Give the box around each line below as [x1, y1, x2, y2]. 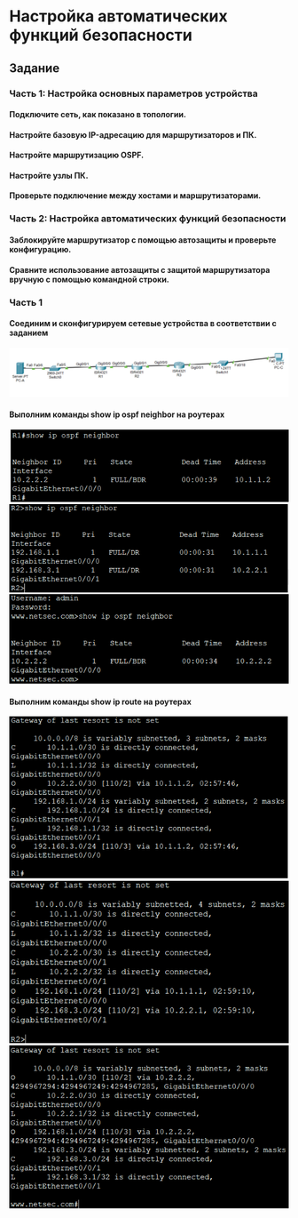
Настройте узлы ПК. [9, 170, 89, 180]
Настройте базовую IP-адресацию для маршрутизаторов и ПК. [9, 129, 257, 140]
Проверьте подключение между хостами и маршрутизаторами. [9, 190, 262, 201]
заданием [9, 327, 49, 339]
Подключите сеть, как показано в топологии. [9, 109, 186, 120]
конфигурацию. [9, 244, 72, 254]
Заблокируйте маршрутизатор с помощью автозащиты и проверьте [9, 234, 277, 245]
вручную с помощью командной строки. [9, 274, 170, 284]
